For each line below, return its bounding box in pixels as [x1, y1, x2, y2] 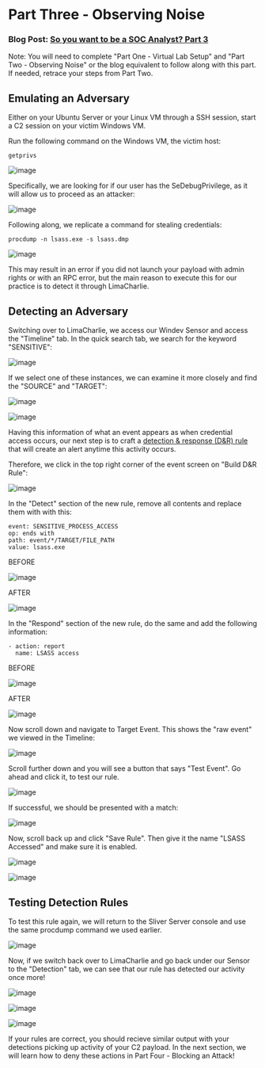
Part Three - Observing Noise [8, 6, 206, 24]
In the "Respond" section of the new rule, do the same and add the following [8, 619, 258, 628]
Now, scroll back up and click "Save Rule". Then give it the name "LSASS [8, 833, 246, 843]
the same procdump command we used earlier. [8, 925, 162, 934]
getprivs [8, 152, 37, 160]
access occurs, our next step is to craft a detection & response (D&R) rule [8, 436, 248, 445]
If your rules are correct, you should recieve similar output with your [8, 1034, 229, 1043]
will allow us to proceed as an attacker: [8, 189, 136, 199]
